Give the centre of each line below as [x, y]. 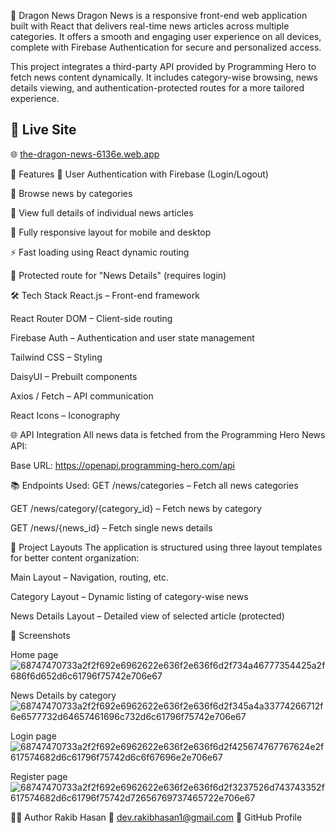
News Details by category [63, 695]
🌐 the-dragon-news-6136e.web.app [85, 154]
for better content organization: [75, 557]
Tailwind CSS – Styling [56, 357]
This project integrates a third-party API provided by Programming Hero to [163, 66]
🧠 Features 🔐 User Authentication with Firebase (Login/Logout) [139, 174]
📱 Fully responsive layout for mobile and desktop [111, 232]
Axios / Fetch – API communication [82, 396]
